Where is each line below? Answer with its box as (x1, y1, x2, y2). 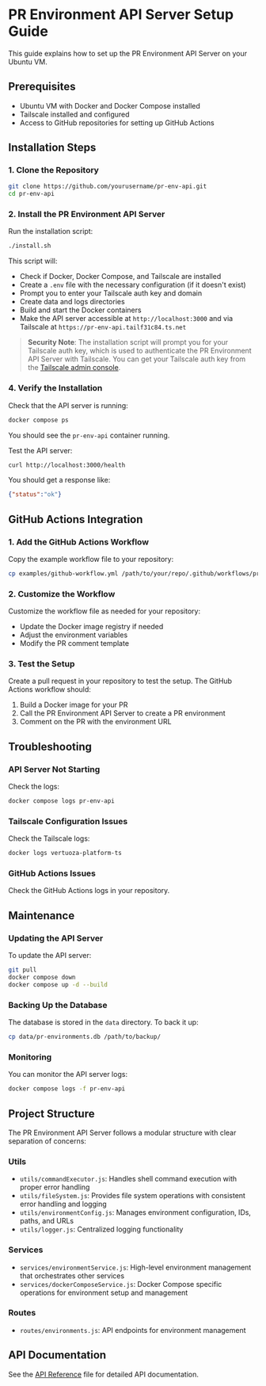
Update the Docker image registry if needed (19, 622, 164, 632)
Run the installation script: (8, 227, 93, 236)
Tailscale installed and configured (19, 109, 130, 119)
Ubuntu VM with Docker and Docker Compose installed (19, 101, 200, 110)
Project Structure (8, 1107, 95, 1121)
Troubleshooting (8, 739, 93, 754)
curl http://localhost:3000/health (8, 461, 126, 469)
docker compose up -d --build (8, 980, 108, 988)
